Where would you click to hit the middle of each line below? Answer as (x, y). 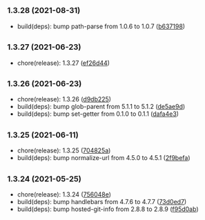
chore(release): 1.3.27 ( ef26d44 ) (64, 63)
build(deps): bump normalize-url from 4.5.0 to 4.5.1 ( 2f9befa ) (104, 158)
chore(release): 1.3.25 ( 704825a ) (64, 150)
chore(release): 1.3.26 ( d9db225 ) (64, 99)
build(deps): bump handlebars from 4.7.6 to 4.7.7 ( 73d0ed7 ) (102, 202)
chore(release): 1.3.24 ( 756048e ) (64, 194)
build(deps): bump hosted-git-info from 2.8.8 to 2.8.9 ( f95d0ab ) (108, 209)
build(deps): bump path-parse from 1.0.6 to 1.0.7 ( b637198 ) (101, 26)
